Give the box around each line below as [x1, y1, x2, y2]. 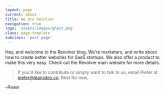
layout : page [5, 7, 32, 12]
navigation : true [5, 21, 41, 26]
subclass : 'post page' [5, 35, 52, 40]
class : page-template [5, 30, 50, 35]
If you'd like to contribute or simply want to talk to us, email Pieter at [17, 69, 157, 75]
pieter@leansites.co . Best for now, [17, 74, 88, 80]
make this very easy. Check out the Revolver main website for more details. [5, 59, 160, 65]
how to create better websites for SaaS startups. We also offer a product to [5, 54, 160, 60]
